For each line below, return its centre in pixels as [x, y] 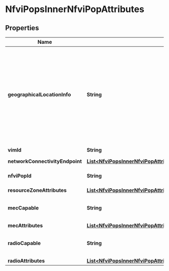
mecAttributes [25, 225]
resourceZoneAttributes [37, 190]
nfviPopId [20, 176]
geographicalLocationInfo [39, 94]
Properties [22, 28]
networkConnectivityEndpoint [45, 161]
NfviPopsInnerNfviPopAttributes [75, 9]
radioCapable [24, 243]
